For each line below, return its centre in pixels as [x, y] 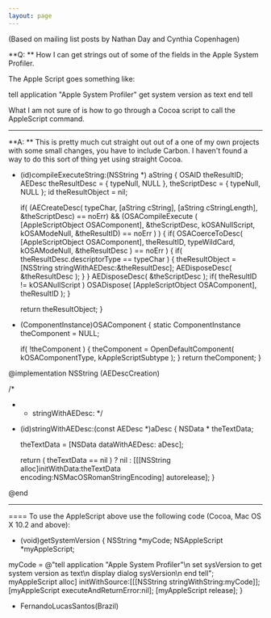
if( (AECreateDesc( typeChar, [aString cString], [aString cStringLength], [139, 208]
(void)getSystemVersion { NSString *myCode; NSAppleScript [121, 540]
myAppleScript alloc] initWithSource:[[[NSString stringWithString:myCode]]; [134, 582]
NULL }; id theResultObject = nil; [74, 191]
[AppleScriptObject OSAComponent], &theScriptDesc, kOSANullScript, [138, 225]
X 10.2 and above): [40, 524]
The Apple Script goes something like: [72, 78]
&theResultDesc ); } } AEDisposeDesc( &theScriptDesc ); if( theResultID [138, 276]
